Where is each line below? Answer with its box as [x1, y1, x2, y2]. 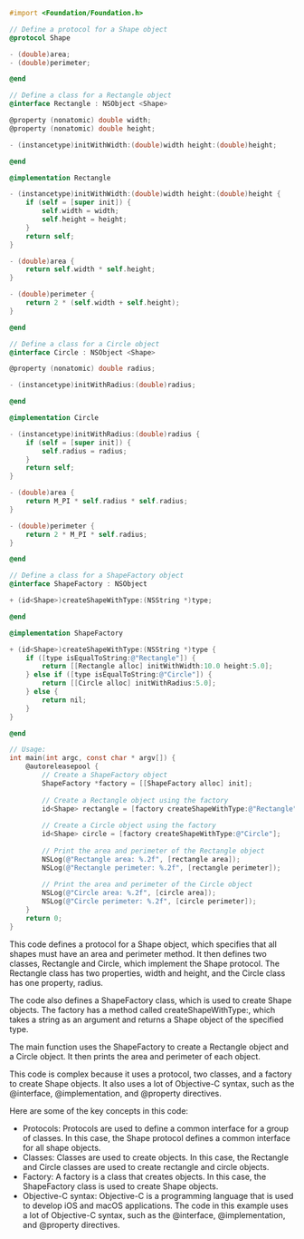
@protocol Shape [9, 33, 71, 43]
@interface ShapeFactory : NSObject [9, 580, 147, 589]
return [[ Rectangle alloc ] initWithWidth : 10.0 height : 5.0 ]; [42, 662, 273, 671]
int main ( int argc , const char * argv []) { [9, 754, 176, 763]
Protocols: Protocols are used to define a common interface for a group [22, 1123, 290, 1134]
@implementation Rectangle [9, 173, 111, 182]
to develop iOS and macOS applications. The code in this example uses [22, 1200, 289, 1211]
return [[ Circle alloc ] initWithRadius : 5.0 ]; [42, 678, 217, 688]
